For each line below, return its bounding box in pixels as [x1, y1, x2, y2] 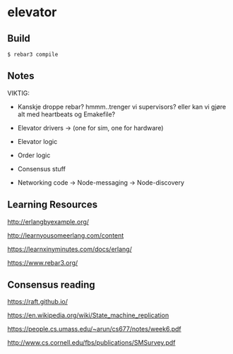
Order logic [17, 151, 51, 159]
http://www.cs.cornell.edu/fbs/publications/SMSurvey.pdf [7, 338, 176, 347]
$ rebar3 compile [7, 51, 59, 58]
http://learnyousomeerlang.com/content [7, 231, 124, 240]
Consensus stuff [17, 164, 66, 173]
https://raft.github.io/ [7, 298, 68, 306]
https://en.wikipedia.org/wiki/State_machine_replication [7, 311, 169, 319]
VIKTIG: [7, 89, 30, 97]
